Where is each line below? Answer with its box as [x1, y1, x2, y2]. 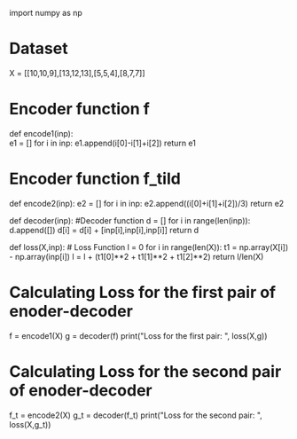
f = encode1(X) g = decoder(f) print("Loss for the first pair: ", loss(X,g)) [9, 330, 268, 341]
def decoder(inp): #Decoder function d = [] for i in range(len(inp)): [9, 215, 251, 225]
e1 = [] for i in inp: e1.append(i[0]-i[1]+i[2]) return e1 [9, 137, 197, 148]
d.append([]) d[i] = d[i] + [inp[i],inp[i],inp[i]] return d [9, 224, 199, 235]
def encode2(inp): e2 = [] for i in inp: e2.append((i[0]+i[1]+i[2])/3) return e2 [9, 198, 285, 208]
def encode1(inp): [9, 128, 74, 138]
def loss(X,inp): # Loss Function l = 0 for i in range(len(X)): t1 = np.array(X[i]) [9, 241, 289, 252]
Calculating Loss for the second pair [9, 361, 282, 381]
